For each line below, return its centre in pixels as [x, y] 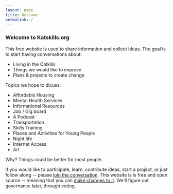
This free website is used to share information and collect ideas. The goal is [85, 49]
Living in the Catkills [34, 64]
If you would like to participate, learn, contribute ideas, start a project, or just [86, 169]
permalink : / [19, 20]
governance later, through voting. [41, 186]
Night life [22, 139]
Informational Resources [39, 106]
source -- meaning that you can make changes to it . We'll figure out [77, 180]
